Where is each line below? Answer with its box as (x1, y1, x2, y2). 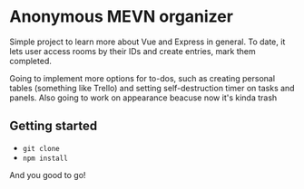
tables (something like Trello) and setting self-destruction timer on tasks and (9, 82, 295, 93)
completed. (9, 55, 52, 66)
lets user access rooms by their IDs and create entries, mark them (9, 45, 256, 56)
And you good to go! (9, 169, 86, 180)
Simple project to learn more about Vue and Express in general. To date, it (9, 36, 286, 47)
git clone (22, 144, 61, 153)
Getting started (9, 118, 98, 134)
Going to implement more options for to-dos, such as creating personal (9, 72, 275, 83)
